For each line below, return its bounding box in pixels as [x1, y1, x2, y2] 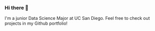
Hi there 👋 [4, 4, 29, 11]
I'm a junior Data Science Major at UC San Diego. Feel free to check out [4, 15, 150, 21]
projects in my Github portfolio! [4, 20, 68, 26]
